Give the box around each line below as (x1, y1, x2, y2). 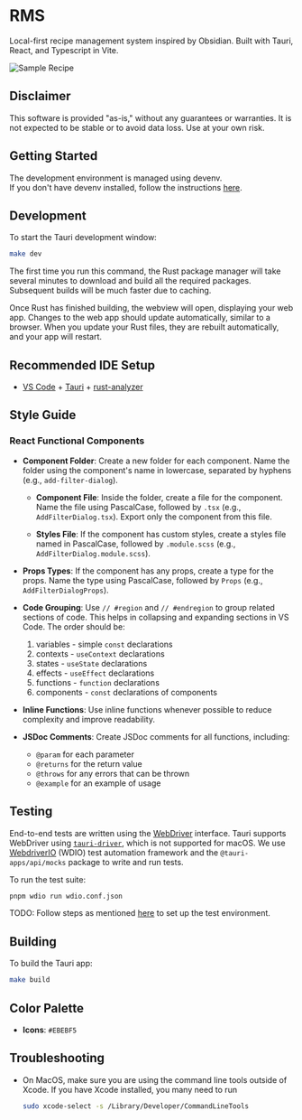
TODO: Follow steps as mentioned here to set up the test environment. (9, 908, 270, 919)
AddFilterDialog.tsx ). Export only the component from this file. (35, 511, 273, 522)
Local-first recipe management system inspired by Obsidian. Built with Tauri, (9, 35, 294, 46)
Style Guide (9, 407, 77, 423)
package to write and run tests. (68, 856, 184, 867)
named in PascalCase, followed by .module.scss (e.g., (35, 538, 236, 549)
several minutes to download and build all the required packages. (9, 275, 252, 286)
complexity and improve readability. (22, 714, 156, 724)
